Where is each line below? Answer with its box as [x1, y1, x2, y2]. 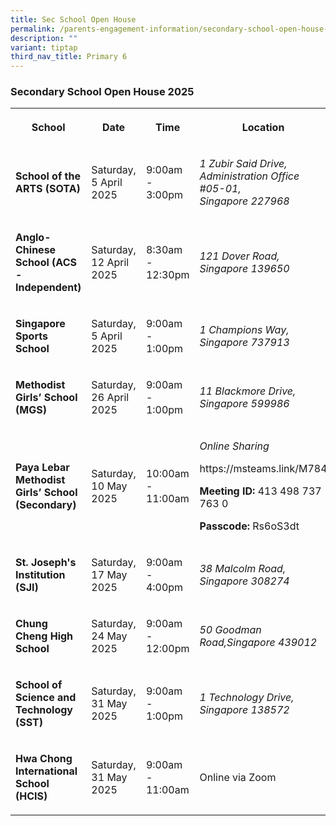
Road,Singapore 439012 [199, 636, 318, 650]
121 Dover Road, [199, 249, 280, 263]
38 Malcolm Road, [199, 562, 287, 576]
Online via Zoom [199, 771, 277, 785]
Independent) [15, 281, 82, 295]
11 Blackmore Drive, [199, 384, 297, 398]
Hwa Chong [15, 752, 73, 766]
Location [241, 121, 285, 135]
